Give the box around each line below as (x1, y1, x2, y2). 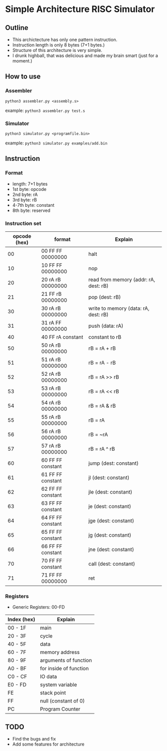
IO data (40, 673, 57, 680)
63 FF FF (41, 500, 63, 507)
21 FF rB (41, 290, 62, 297)
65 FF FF (41, 528, 63, 535)
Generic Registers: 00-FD (12, 604, 65, 610)
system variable (40, 681, 77, 688)
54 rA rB (41, 399, 61, 406)
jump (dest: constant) (88, 460, 139, 467)
